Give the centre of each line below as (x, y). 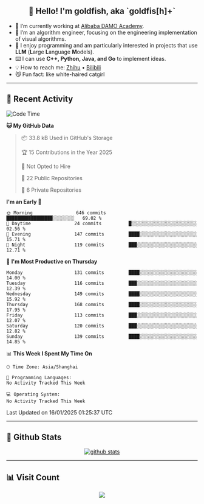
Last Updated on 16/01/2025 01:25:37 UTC (59, 412)
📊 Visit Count (33, 478)
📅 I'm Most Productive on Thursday (52, 261)
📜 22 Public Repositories (52, 178)
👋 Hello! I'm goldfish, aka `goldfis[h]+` (102, 11)
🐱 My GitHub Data (30, 125)
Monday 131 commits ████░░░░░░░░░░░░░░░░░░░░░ (102, 272)
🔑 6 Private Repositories (51, 190)
